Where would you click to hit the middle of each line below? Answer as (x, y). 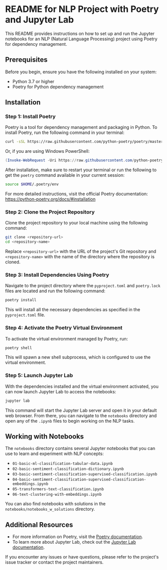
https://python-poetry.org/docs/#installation (50, 199)
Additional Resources (39, 524)
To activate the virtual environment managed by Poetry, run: (67, 339)
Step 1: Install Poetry (31, 116)
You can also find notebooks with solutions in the (55, 504)
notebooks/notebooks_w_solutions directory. (50, 509)
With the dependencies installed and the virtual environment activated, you (82, 386)
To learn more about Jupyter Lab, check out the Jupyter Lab (74, 542)
